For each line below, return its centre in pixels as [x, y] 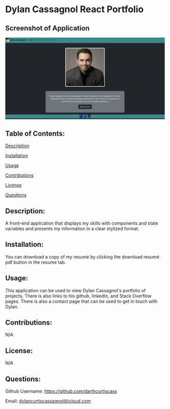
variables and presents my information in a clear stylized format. [72, 229]
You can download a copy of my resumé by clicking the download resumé [82, 257]
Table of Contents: [35, 133]
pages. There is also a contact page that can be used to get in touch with [81, 301]
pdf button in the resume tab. [36, 262]
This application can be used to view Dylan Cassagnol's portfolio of [75, 290]
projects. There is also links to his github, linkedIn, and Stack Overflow [78, 296]
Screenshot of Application [48, 28]
